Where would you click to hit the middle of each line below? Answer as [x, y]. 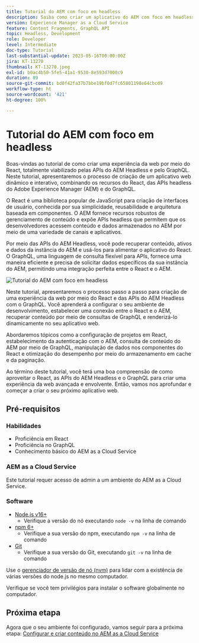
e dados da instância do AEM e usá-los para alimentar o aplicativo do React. [99, 249]
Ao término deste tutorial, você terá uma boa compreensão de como [89, 371]
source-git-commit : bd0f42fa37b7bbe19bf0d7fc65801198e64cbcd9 [84, 84]
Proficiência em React [41, 439]
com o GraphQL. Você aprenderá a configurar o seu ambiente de [85, 304]
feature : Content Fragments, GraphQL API [58, 28]
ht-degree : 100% [26, 100]
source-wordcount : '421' [37, 94]
